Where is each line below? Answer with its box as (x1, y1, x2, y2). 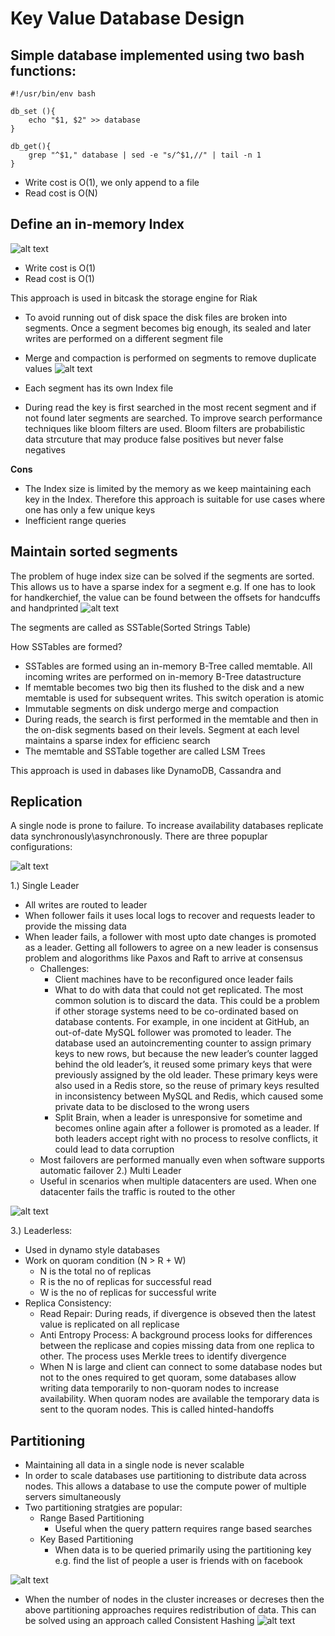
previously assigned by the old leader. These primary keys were (54, 1069, 318, 1081)
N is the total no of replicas (39, 1265, 152, 1277)
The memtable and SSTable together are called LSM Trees (24, 745, 266, 757)
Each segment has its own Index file (24, 382, 174, 394)
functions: (10, 62, 77, 79)
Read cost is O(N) (24, 187, 98, 199)
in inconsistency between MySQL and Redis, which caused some (54, 1090, 324, 1102)
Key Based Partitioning (39, 1533, 134, 1546)
